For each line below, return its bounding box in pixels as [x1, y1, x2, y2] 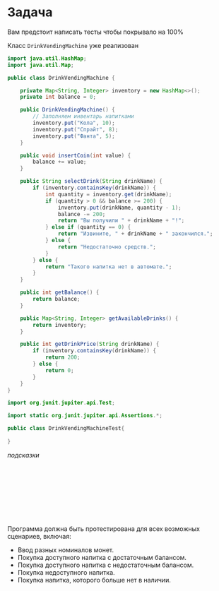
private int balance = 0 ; [20, 93, 97, 101]
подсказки [7, 450, 40, 459]
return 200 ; [45, 354, 81, 361]
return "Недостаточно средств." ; [57, 243, 157, 251]
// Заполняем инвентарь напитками [32, 113, 134, 120]
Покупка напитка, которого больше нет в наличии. [17, 575, 171, 584]
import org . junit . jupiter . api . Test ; [7, 400, 115, 407]
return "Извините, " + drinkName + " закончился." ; [57, 230, 213, 237]
